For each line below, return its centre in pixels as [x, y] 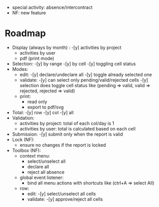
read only [37, 101]
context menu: [35, 156]
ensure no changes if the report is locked [63, 145]
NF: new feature [29, 13]
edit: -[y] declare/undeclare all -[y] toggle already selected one [86, 74]
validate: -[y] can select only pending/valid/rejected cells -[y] [84, 80]
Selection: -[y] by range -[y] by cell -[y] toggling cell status [74, 64]
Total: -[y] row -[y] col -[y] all [43, 112]
